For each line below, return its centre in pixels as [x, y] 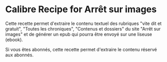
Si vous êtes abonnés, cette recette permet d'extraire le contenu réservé [81, 49]
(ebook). [14, 40]
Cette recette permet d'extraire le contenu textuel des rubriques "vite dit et [83, 23]
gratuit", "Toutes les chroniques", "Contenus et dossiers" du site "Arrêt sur [83, 28]
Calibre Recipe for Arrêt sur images [81, 9]
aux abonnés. [20, 55]
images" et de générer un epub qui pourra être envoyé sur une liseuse [79, 34]
